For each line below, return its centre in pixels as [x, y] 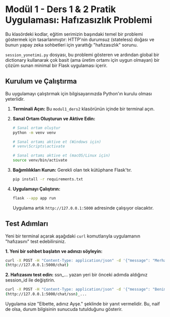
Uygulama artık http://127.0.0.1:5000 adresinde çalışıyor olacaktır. [83, 208]
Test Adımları [27, 224]
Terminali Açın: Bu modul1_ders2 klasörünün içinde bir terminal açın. [83, 109]
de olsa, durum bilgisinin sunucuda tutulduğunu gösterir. [64, 309]
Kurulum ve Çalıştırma [41, 81]
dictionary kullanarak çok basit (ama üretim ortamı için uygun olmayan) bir [82, 60]
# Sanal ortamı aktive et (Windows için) [57, 142]
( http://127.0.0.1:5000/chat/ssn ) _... [46, 294]
